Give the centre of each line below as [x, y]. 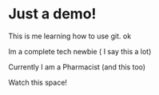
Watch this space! [38, 82]
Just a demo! [52, 14]
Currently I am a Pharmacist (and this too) [77, 67]
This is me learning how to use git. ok [70, 36]
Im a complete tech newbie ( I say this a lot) [80, 51]
